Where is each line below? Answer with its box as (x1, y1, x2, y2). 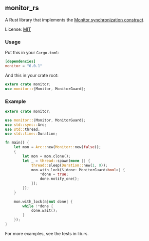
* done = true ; (39, 172, 69, 177)
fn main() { (5, 140, 29, 145)
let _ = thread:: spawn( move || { (22, 158, 91, 163)
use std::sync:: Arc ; (5, 122, 47, 127)
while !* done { (22, 203, 54, 209)
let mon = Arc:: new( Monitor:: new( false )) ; (14, 145, 101, 150)
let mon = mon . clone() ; (22, 154, 71, 159)
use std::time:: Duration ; (5, 131, 57, 136)
